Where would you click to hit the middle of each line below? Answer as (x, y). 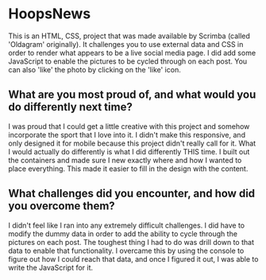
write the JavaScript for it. (51, 267)
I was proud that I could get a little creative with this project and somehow (129, 126)
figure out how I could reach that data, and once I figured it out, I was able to (133, 259)
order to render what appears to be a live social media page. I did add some (132, 52)
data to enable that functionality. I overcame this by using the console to (126, 251)
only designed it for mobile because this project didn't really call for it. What (132, 143)
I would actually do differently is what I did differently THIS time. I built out (129, 151)
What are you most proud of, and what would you (132, 95)
